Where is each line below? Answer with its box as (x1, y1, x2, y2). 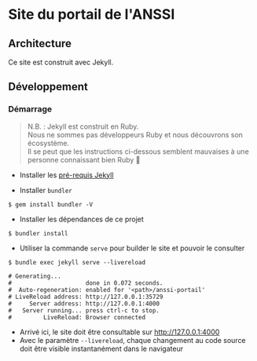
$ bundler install (8, 229, 68, 237)
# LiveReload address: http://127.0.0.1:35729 (8, 293, 163, 301)
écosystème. (27, 138, 70, 148)
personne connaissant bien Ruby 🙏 (27, 155, 141, 164)
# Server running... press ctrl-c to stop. (8, 306, 160, 315)
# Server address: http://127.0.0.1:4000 (8, 300, 160, 308)
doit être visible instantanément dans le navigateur (19, 344, 183, 353)
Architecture (8, 37, 72, 50)
